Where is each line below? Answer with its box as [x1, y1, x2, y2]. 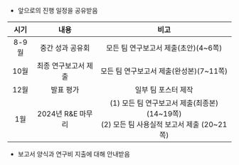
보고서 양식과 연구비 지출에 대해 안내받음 [17, 150, 130, 158]
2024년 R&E [37, 109, 78, 119]
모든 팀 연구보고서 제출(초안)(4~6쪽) [106, 43, 223, 53]
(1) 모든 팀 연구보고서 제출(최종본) [110, 98, 219, 108]
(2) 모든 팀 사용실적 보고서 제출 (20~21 [100, 119, 228, 129]
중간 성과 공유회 [40, 43, 90, 53]
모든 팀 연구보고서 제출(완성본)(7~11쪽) [100, 66, 228, 76]
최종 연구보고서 [36, 61, 85, 70]
